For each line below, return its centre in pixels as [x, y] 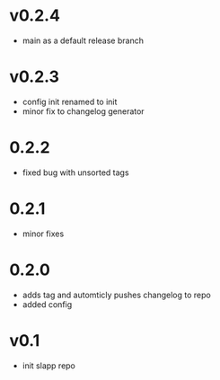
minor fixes [43, 234]
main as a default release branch [83, 40]
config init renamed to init [70, 102]
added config [47, 304]
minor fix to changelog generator [84, 111]
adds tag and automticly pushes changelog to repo [116, 295]
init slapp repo [49, 366]
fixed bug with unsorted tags [75, 172]
